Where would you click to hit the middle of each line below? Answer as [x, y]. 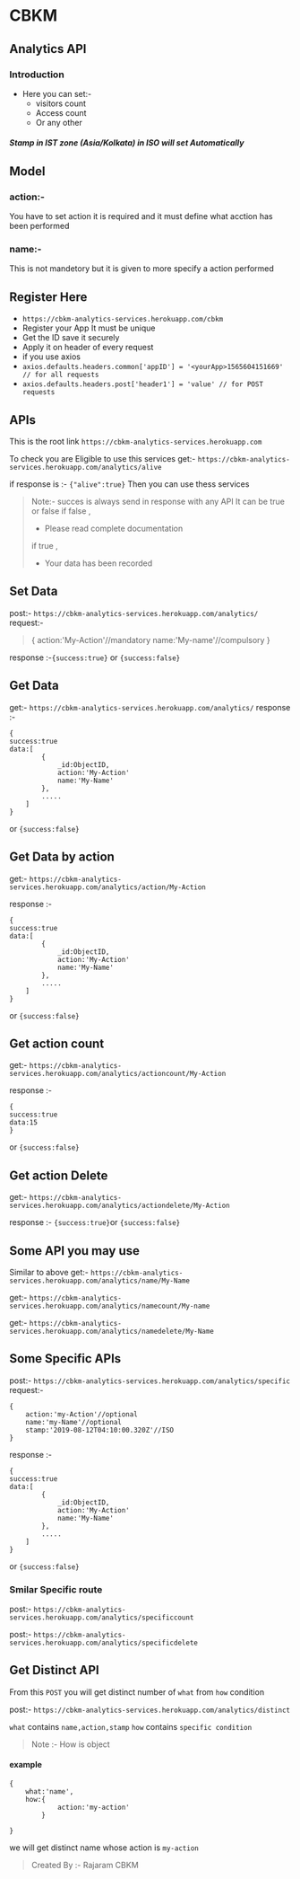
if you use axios [51, 357]
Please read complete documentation [114, 529]
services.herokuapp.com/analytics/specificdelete [104, 1643]
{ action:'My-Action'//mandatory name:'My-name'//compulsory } [150, 640]
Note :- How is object [70, 1744]
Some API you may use [75, 1251]
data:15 [24, 1123]
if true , [44, 546]
